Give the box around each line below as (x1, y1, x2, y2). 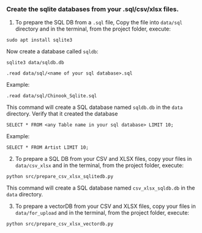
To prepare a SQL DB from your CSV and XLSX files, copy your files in (15, 155, 192, 163)
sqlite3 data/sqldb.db (6, 60, 64, 66)
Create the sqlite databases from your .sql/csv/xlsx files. (6, 5, 179, 13)
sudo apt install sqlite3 (6, 37, 72, 43)
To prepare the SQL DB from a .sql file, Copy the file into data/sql (15, 19, 183, 26)
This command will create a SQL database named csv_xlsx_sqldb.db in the (6, 184, 195, 191)
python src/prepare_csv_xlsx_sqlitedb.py (6, 174, 114, 180)
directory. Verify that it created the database (6, 110, 118, 117)
